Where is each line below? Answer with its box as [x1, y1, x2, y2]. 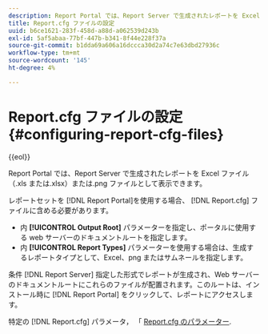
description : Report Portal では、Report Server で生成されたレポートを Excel [8, 11, 260, 20]
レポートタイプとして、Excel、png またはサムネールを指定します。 [26, 252, 248, 262]
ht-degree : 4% [8, 64, 56, 72]
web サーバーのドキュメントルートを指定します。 [29, 232, 192, 242]
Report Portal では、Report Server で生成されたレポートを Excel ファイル [8, 168, 250, 178]
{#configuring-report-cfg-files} [8, 125, 224, 143]
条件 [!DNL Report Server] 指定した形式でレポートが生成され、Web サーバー [8, 269, 260, 279]
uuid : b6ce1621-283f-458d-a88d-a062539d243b [8, 26, 159, 34]
